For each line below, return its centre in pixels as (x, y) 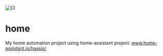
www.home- (145, 43)
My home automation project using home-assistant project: (68, 43)
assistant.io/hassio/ (26, 48)
